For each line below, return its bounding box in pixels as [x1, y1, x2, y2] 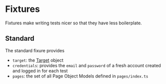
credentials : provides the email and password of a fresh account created [12, 62, 162, 68]
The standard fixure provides [5, 47, 65, 53]
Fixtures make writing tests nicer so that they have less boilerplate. [5, 20, 142, 26]
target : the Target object [12, 57, 64, 63]
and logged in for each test [12, 68, 68, 74]
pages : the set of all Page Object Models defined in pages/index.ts [12, 73, 149, 79]
